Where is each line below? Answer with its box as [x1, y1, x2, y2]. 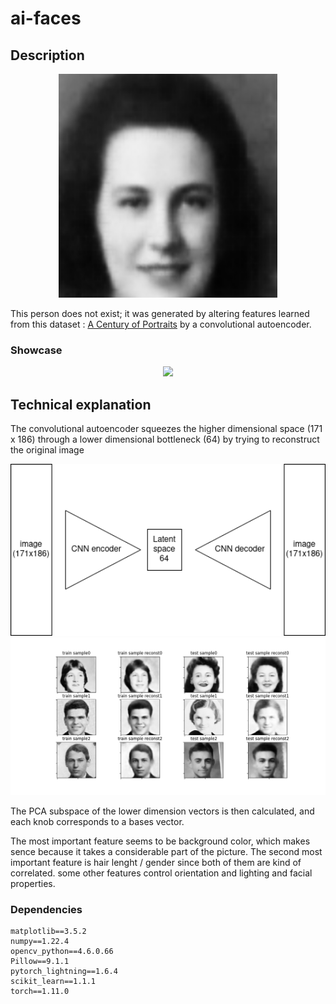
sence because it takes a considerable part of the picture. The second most [10, 846, 323, 857]
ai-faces [10, 7, 82, 30]
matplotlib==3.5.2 [10, 927, 87, 937]
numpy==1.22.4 [10, 937, 70, 947]
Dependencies [10, 902, 83, 916]
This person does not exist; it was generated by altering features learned [10, 308, 310, 319]
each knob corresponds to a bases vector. [10, 816, 185, 827]
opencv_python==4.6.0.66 [10, 947, 114, 957]
